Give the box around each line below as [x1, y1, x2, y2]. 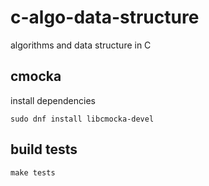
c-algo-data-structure [10, 6, 200, 29]
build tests [10, 141, 78, 158]
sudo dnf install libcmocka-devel [10, 114, 155, 124]
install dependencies [10, 94, 96, 106]
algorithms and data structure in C [10, 39, 152, 51]
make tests [10, 167, 56, 178]
